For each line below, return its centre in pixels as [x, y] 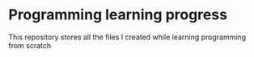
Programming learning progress [118, 15]
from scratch [30, 45]
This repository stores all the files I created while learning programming [127, 37]
